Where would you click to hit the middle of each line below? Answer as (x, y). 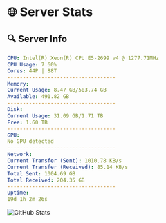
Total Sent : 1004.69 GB (41, 173)
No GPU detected (30, 142)
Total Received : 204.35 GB (46, 180)
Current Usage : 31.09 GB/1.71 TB (55, 116)
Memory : (18, 84)
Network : (20, 155)
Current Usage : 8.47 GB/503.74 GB (57, 90)
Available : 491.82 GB (38, 97)
